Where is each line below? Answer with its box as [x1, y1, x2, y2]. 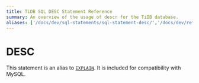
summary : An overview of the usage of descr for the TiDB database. [6, 14, 179, 20]
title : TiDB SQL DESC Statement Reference [6, 8, 113, 15]
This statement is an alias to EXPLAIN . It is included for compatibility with [6, 64, 181, 71]
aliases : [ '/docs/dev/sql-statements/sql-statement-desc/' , [6, 19, 158, 25]
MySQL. [6, 71, 26, 78]
